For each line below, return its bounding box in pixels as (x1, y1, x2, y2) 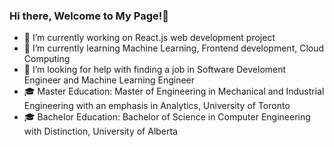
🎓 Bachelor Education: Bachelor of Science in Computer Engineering (23, 111, 311, 123)
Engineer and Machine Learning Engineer (23, 74, 196, 86)
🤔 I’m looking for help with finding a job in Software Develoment (23, 64, 287, 76)
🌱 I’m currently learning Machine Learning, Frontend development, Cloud (23, 42, 325, 54)
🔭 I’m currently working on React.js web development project (23, 32, 276, 44)
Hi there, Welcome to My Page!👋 (9, 9, 169, 23)
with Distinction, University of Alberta (23, 125, 179, 138)
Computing (23, 53, 71, 65)
